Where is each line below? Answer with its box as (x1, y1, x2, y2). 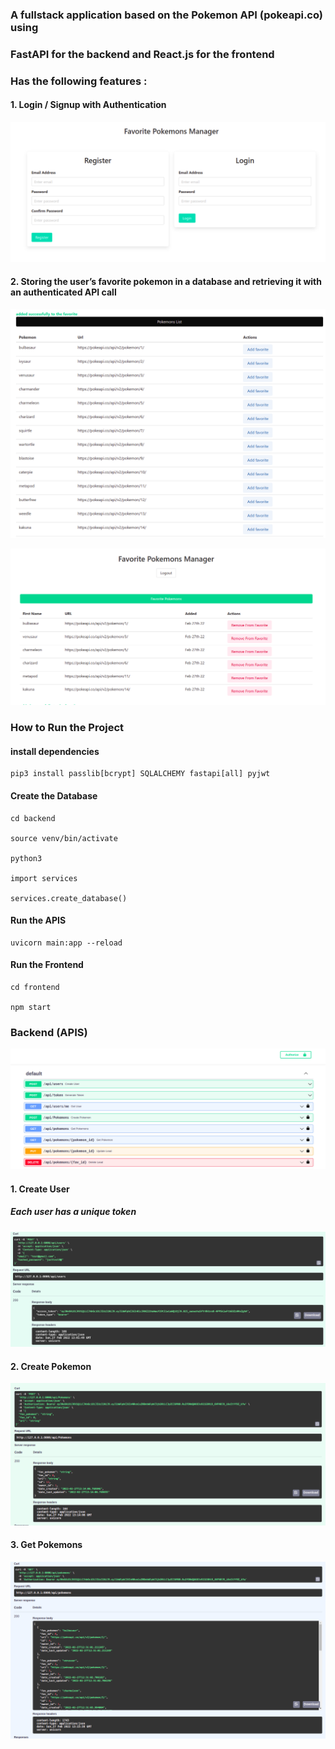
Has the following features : (10, 74, 148, 88)
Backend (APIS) (10, 1025, 88, 1039)
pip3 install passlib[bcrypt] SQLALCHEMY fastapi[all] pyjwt (10, 769, 271, 779)
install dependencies (10, 745, 100, 757)
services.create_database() (10, 893, 128, 903)
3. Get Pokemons (10, 1539, 83, 1551)
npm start (10, 1003, 52, 1013)
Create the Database (10, 790, 98, 802)
